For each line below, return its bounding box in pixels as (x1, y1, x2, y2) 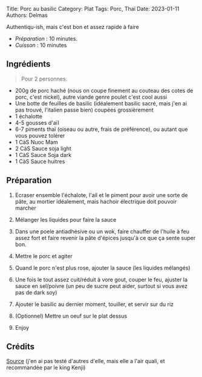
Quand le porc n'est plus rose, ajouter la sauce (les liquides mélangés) (15, 264, 191, 272)
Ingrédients (6, 59, 51, 69)
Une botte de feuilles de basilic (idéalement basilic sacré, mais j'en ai (15, 99, 187, 107)
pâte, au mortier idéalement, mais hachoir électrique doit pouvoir (15, 198, 177, 205)
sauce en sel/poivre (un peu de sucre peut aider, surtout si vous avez (15, 282, 188, 290)
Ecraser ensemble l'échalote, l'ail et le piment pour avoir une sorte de (15, 191, 188, 199)
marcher (15, 204, 36, 212)
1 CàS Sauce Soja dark (15, 151, 71, 158)
